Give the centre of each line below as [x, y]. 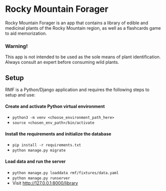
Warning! [17, 46]
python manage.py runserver [41, 178]
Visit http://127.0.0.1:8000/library [45, 183]
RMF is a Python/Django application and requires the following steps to [77, 90]
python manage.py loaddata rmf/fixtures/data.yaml [65, 173]
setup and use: [20, 95]
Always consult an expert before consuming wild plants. [62, 62]
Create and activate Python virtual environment [55, 106]
